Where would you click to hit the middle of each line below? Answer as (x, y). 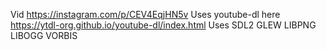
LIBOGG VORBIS (44, 35)
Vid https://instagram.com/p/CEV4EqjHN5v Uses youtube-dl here (145, 14)
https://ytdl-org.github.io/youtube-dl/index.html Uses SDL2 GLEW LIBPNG (163, 25)
